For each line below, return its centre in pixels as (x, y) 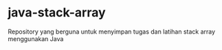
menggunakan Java (36, 38)
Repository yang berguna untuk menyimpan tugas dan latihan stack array (112, 32)
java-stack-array (57, 13)
